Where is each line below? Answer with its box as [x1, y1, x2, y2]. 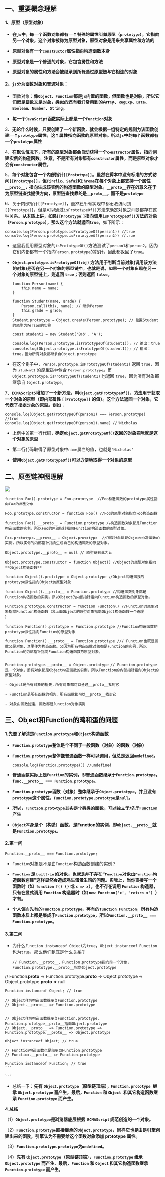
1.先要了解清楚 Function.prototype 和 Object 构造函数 [5, 731, 109, 737]
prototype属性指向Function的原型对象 [5, 629, 76, 634]
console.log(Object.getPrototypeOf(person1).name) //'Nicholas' [5, 420, 139, 425]
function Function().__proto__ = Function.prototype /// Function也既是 [5, 639, 155, 644]
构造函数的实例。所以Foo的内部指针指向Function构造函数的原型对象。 [5, 526, 128, 531]
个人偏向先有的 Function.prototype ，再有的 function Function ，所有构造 [12, 906, 159, 912]
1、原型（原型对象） [5, 19, 46, 25]
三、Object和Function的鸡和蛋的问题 [5, 716, 118, 724]
